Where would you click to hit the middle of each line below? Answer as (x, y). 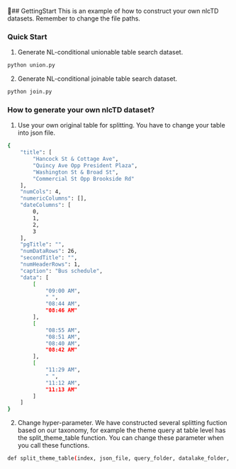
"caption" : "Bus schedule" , (61, 271)
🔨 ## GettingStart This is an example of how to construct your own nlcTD (113, 11)
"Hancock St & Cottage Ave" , (76, 159)
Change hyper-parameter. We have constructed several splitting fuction (122, 423)
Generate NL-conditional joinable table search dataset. (97, 79)
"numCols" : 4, (41, 192)
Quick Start (27, 37)
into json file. (36, 133)
